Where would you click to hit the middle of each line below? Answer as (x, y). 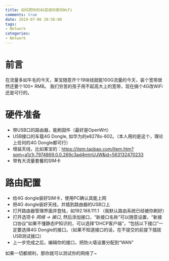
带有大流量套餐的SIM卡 (37, 161)
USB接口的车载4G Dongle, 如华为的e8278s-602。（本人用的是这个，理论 (88, 136)
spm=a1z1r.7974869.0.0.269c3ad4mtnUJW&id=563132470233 (78, 155)
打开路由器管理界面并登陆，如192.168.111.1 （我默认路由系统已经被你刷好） (90, 210)
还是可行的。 (18, 92)
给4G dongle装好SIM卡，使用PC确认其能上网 (59, 198)
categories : (18, 33)
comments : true (21, 15)
